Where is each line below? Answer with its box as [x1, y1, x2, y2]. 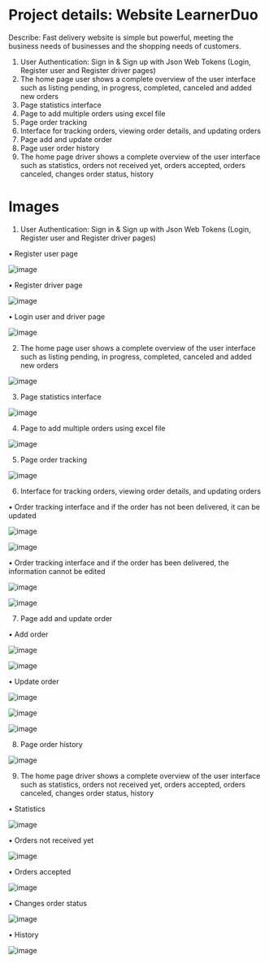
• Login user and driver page [8, 311, 106, 322]
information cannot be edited [8, 566, 106, 576]
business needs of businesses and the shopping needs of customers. [8, 41, 241, 50]
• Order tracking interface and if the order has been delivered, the [8, 558, 229, 568]
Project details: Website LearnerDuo [8, 6, 258, 24]
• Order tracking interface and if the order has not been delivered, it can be [8, 502, 260, 512]
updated [8, 510, 37, 520]
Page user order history [20, 143, 100, 153]
